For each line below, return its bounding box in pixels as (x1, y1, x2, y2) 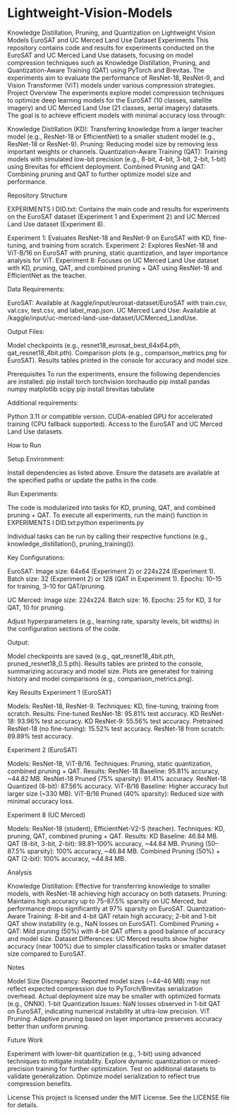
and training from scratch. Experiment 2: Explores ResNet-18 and (29, 241, 218, 249)
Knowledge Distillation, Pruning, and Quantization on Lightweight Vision (7, 28, 216, 37)
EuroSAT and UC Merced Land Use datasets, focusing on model (7, 51, 194, 59)
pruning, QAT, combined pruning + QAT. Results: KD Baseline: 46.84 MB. (7, 831, 219, 840)
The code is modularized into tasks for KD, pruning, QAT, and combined (7, 503, 216, 512)
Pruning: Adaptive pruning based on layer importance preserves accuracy (7, 1014, 222, 1023)
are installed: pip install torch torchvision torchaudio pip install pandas (7, 377, 210, 386)
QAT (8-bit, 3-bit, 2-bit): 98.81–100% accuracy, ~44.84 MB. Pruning (7, 839, 204, 848)
